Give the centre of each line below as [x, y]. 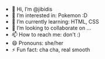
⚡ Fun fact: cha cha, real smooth [51, 50]
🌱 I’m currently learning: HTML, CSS [55, 22]
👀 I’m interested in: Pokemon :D [50, 15]
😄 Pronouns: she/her [37, 43]
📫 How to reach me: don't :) [46, 35]
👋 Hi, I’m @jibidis [32, 9]
